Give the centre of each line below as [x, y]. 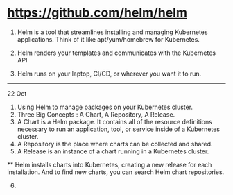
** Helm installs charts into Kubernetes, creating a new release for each [110, 164]
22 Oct [17, 93]
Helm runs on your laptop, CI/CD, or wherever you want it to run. [109, 74]
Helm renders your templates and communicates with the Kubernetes [116, 53]
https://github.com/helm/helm [97, 13]
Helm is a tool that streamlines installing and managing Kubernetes [112, 32]
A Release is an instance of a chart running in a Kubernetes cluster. [113, 151]
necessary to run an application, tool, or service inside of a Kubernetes [119, 129]
